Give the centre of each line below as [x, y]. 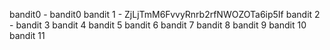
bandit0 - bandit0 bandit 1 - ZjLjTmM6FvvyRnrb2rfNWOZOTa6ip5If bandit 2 [165, 14]
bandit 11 [27, 35]
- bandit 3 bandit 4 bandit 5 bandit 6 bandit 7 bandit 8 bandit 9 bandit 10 [158, 25]
